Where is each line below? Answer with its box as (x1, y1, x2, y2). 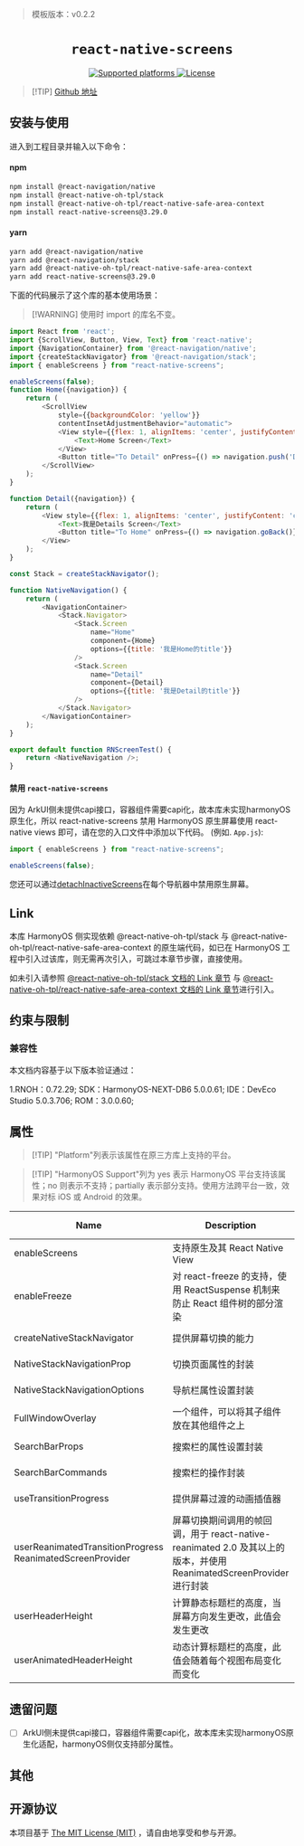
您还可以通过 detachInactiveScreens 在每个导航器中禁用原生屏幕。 (9, 879, 254, 890)
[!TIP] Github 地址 (31, 86, 98, 97)
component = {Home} (90, 637, 156, 646)
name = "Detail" (90, 669, 144, 679)
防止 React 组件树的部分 (172, 1297, 274, 1310)
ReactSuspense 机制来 (184, 1283, 280, 1296)
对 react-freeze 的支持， (172, 1270, 278, 1283)
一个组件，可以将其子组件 (172, 1406, 282, 1418)
